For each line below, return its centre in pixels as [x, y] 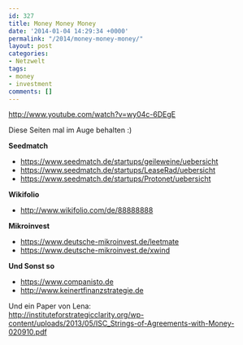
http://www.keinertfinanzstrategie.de [82, 291]
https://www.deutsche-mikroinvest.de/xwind [95, 250]
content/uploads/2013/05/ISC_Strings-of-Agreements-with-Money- [121, 323]
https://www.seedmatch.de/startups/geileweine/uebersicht [119, 162]
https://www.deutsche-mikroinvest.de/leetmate [100, 242]
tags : [17, 69]
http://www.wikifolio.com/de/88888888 [87, 210]
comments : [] [30, 91]
